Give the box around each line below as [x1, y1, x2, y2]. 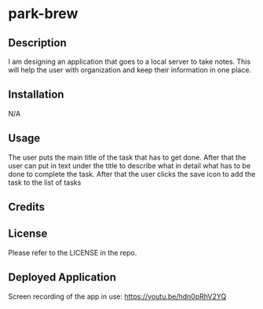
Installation [8, 88, 64, 101]
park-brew [8, 5, 79, 23]
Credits [8, 200, 46, 214]
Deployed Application [8, 270, 116, 284]
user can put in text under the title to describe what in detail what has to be [8, 160, 251, 170]
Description [8, 36, 67, 50]
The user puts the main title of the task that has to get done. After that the [8, 153, 247, 162]
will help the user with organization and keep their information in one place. [8, 65, 252, 75]
